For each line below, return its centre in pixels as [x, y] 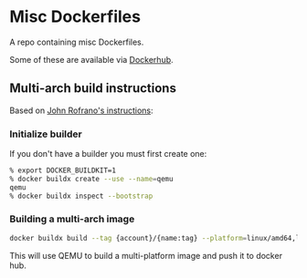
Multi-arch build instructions [93, 88]
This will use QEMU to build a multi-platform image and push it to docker [146, 255]
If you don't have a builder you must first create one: [108, 154]
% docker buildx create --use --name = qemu [91, 179]
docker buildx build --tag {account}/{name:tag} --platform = [128, 238]
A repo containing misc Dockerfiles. [77, 42]
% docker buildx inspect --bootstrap [81, 196]
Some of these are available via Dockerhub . [91, 59]
